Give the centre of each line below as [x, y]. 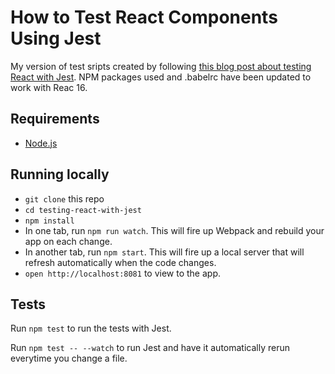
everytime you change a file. [69, 358]
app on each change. [68, 241]
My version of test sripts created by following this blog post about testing [161, 66]
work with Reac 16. [49, 87]
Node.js [41, 143]
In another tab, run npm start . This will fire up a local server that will [164, 252]
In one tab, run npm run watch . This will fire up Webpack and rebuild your [174, 230]
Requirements [55, 119]
